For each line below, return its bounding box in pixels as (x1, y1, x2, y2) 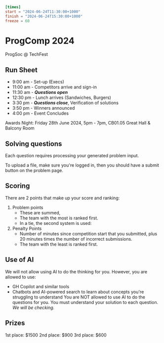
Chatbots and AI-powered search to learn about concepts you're (12, 289, 144, 295)
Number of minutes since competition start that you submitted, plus (19, 230, 157, 237)
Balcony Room (5, 125, 35, 131)
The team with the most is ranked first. (19, 215, 98, 221)
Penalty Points (12, 225, 42, 231)
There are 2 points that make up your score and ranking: (5, 195, 120, 201)
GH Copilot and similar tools (12, 283, 70, 289)
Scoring (5, 182, 30, 190)
